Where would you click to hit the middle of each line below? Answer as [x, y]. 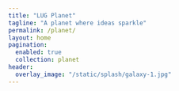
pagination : [28, 45]
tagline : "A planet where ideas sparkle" [78, 23]
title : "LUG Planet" [42, 15]
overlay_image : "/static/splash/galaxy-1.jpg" [93, 74]
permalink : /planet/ [42, 30]
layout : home [30, 38]
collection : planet [48, 60]
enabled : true [38, 52]
